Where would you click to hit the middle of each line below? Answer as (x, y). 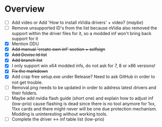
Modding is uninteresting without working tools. (60, 114)
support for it (25, 39)
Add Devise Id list (29, 55)
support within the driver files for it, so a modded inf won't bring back (81, 34)
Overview (25, 9)
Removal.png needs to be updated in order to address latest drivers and (84, 87)
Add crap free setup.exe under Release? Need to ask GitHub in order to (83, 77)
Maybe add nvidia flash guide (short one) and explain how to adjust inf (82, 98)
